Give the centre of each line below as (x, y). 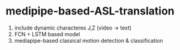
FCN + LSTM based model (47, 34)
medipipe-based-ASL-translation (90, 11)
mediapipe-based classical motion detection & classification (88, 40)
